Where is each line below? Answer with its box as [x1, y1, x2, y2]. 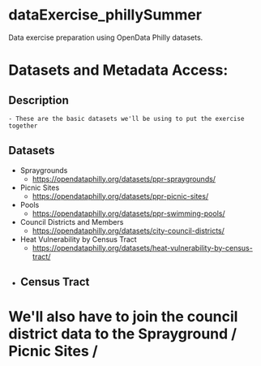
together [8, 122, 38, 130]
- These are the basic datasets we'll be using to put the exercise [8, 114, 245, 123]
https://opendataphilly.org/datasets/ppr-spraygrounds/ [32, 174, 216, 183]
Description [8, 93, 69, 107]
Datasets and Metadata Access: [8, 61, 229, 80]
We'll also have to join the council [8, 308, 238, 326]
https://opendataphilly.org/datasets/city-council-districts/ [32, 226, 225, 235]
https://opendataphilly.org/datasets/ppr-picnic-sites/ [32, 191, 209, 200]
